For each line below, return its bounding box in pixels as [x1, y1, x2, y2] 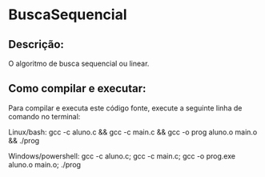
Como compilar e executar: [8, 82, 147, 95]
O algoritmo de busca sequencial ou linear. [8, 58, 150, 68]
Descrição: [8, 38, 64, 51]
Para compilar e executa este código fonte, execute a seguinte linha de [8, 103, 243, 113]
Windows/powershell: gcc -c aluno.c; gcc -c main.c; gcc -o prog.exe [8, 151, 236, 161]
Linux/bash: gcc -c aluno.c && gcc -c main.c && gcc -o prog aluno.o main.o [8, 127, 258, 137]
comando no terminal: [8, 111, 81, 121]
